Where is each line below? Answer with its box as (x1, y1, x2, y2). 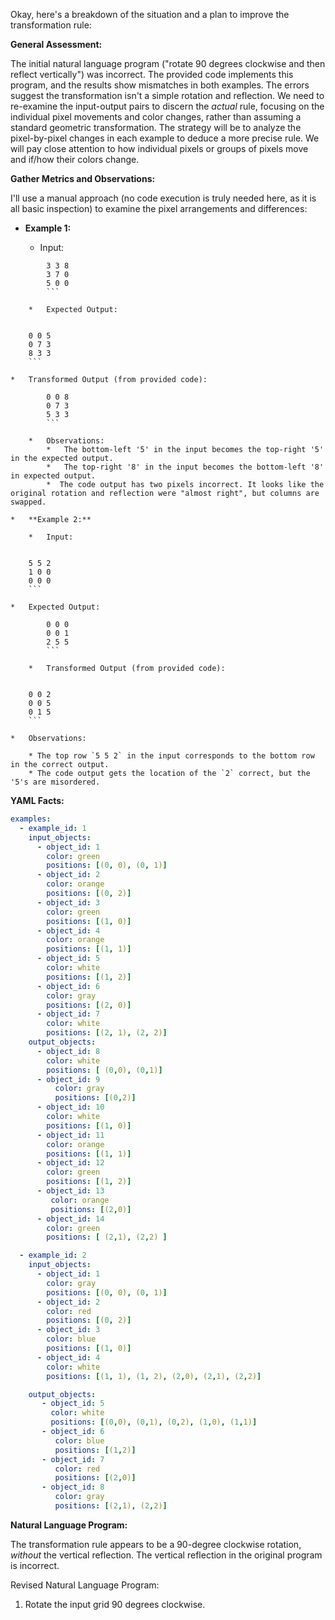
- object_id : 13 (36, 1186, 105, 1196)
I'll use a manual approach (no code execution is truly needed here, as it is (10, 192, 317, 204)
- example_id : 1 (19, 823, 87, 833)
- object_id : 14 (36, 1214, 105, 1224)
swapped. (10, 497, 47, 507)
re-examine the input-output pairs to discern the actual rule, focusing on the (10, 100, 325, 112)
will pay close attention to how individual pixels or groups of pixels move (10, 143, 309, 154)
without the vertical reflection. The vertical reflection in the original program (10, 1549, 323, 1561)
